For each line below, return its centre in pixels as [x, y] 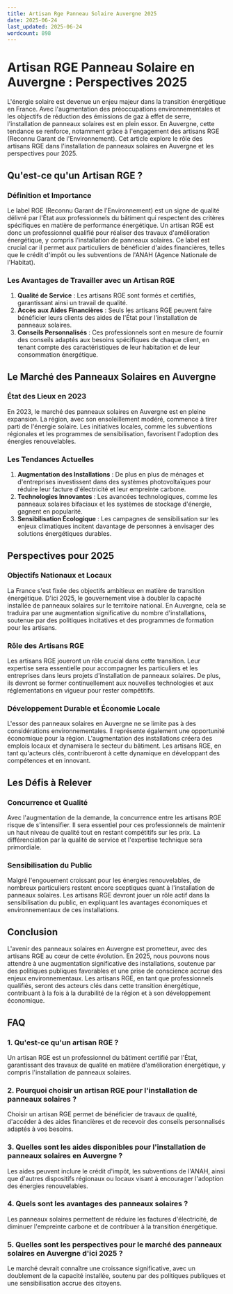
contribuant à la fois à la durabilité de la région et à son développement [109, 993]
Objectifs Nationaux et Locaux [59, 576]
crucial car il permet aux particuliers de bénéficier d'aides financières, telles [116, 247]
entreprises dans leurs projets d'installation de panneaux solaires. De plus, [114, 676]
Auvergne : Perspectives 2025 [97, 83]
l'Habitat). [22, 262]
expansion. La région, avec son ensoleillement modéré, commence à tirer [112, 419]
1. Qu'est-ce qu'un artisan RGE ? [63, 1042]
